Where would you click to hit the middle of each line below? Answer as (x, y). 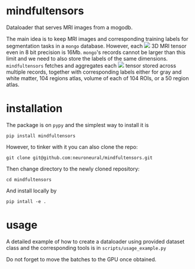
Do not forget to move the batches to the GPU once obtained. (81, 259)
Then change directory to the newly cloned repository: (73, 169)
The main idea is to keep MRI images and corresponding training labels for (97, 39)
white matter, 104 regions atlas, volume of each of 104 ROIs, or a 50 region (97, 78)
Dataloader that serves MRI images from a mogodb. (69, 27)
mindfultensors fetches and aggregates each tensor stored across (91, 65)
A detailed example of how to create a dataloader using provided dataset (95, 241)
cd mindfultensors (29, 179)
